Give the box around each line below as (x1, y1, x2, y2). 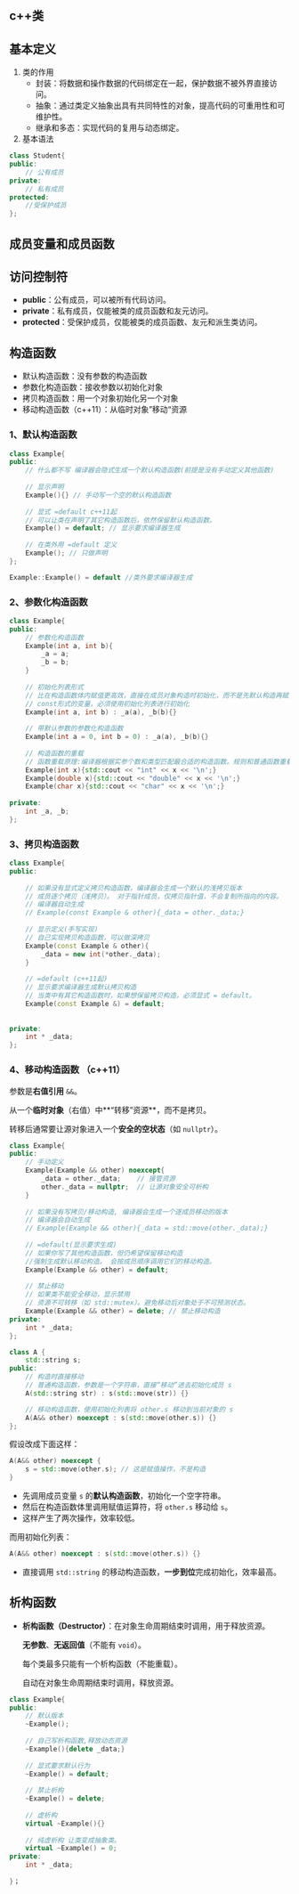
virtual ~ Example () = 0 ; (25, 1844, 117, 1853)
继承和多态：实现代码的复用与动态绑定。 (35, 123, 184, 134)
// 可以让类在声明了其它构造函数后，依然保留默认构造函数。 (25, 516, 216, 524)
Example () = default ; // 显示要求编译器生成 (25, 524, 181, 532)
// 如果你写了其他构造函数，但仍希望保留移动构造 (25, 1248, 183, 1257)
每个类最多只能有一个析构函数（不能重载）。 (21, 1658, 182, 1669)
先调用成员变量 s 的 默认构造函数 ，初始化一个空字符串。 (21, 1491, 226, 1501)
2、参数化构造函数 (9, 596, 89, 608)
